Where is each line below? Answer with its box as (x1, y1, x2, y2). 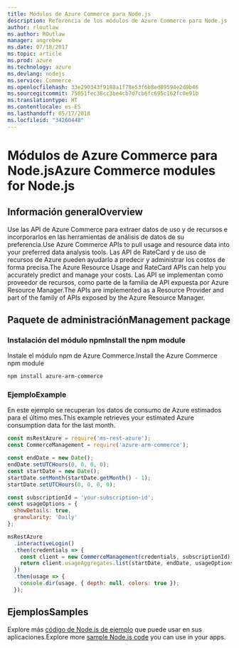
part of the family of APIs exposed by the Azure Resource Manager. (7, 293, 206, 302)
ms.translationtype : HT (7, 97, 78, 104)
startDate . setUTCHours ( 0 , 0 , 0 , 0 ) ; (7, 481, 116, 488)
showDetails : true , (14, 507, 72, 515)
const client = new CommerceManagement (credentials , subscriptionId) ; (20, 553, 234, 560)
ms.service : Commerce (7, 76, 72, 84)
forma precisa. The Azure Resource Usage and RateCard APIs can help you (7, 263, 226, 271)
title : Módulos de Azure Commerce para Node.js (7, 10, 152, 18)
